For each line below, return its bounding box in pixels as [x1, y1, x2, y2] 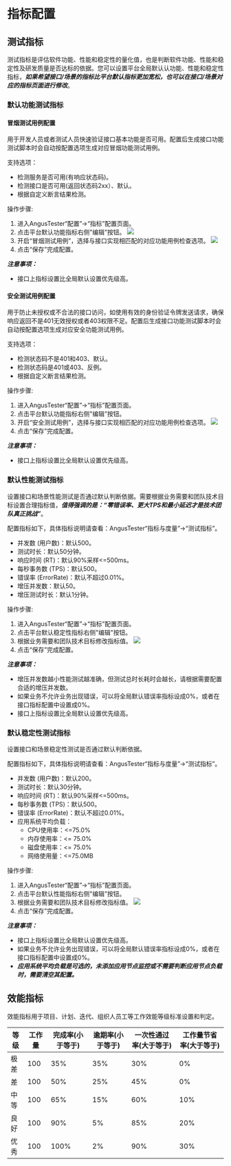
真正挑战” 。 [12, 509, 47, 517]
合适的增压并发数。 [16, 683, 72, 691]
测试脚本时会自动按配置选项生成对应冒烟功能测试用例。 [7, 144, 164, 152]
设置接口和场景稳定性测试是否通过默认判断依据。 [7, 745, 146, 753]
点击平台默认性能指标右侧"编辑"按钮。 [16, 889, 126, 897]
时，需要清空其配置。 [16, 970, 78, 979]
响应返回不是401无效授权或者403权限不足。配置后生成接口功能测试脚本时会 [7, 317, 222, 325]
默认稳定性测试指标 [7, 728, 71, 738]
